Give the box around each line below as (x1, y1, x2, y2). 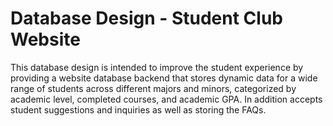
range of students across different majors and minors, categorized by (10, 82, 297, 94)
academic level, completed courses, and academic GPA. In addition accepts (10, 93, 323, 105)
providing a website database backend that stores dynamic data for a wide (10, 72, 318, 84)
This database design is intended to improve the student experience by (10, 61, 304, 73)
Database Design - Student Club (10, 7, 283, 30)
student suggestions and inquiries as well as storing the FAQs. (10, 103, 267, 116)
